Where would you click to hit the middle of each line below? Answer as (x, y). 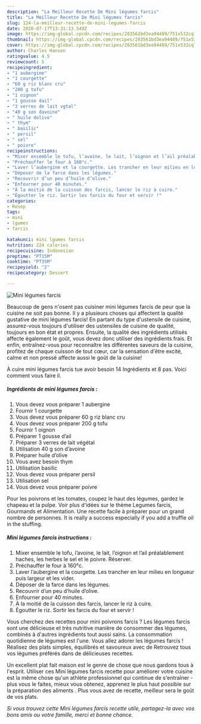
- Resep (16, 206)
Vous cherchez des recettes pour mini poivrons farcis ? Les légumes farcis (98, 621)
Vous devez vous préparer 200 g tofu (61, 423)
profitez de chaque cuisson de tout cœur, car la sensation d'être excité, (95, 351)
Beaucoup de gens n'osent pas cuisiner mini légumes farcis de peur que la (98, 306)
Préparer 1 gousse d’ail (43, 436)
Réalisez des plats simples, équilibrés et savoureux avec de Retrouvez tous (99, 647)
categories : (21, 201)
